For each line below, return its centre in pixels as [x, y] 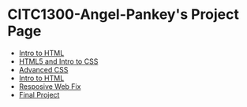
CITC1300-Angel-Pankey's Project [123, 15]
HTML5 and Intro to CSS [58, 61]
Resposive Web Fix [50, 86]
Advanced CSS [43, 69]
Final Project [39, 94]
